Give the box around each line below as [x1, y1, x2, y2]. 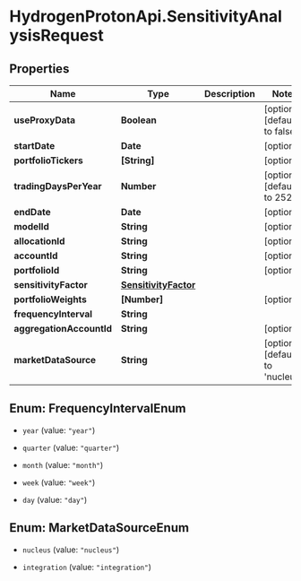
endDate [13, 206, 51, 218]
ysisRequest [9, 25, 105, 46]
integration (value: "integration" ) [21, 561, 152, 572]
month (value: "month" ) [21, 459, 104, 470]
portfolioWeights [13, 293, 88, 306]
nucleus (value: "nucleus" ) [21, 544, 119, 555]
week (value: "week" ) [21, 477, 96, 488]
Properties [9, 61, 70, 76]
